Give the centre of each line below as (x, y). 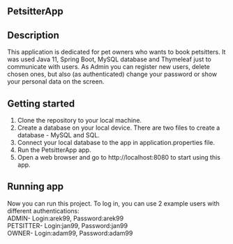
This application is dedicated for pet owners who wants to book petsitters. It (116, 52)
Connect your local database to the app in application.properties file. (116, 143)
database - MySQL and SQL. (58, 135)
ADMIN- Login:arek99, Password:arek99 (66, 218)
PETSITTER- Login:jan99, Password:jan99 (67, 225)
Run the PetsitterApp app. (54, 150)
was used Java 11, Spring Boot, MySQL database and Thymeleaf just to (109, 59)
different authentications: (43, 211)
